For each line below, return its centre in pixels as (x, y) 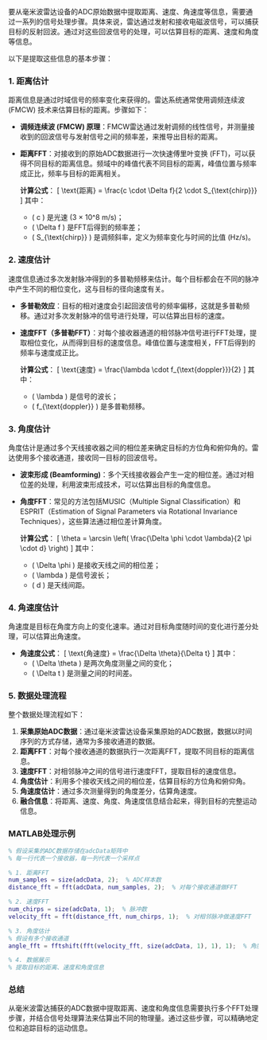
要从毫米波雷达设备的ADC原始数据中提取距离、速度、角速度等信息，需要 (127, 12)
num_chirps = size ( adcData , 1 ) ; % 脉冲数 (78, 909)
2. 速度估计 (29, 260)
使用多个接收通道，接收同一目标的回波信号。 (88, 457)
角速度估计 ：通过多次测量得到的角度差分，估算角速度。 (110, 792)
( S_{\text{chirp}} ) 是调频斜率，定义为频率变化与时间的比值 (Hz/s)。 (143, 237)
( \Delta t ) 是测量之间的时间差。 (84, 673)
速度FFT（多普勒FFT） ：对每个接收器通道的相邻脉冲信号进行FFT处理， (135, 332)
